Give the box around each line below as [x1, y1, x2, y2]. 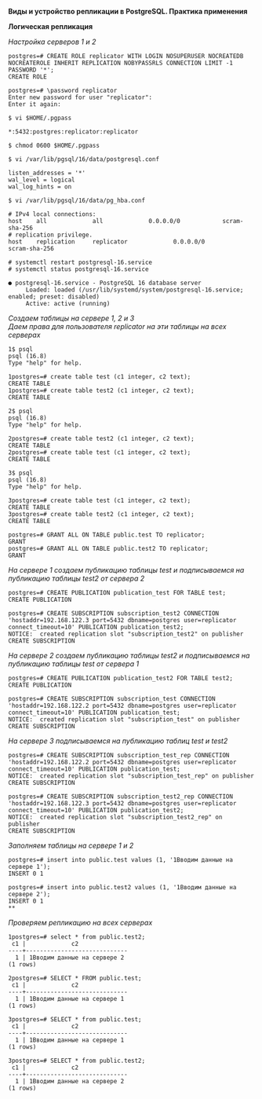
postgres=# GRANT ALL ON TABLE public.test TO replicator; [8, 531, 206, 539]
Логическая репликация [8, 22, 93, 31]
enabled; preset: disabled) [8, 293, 100, 301]
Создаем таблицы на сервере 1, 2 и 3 [8, 313, 135, 323]
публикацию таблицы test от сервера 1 [8, 659, 140, 669]
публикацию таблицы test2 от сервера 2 [8, 573, 145, 583]
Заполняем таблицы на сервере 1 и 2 [8, 841, 134, 850]
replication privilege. [15, 231, 93, 239]
